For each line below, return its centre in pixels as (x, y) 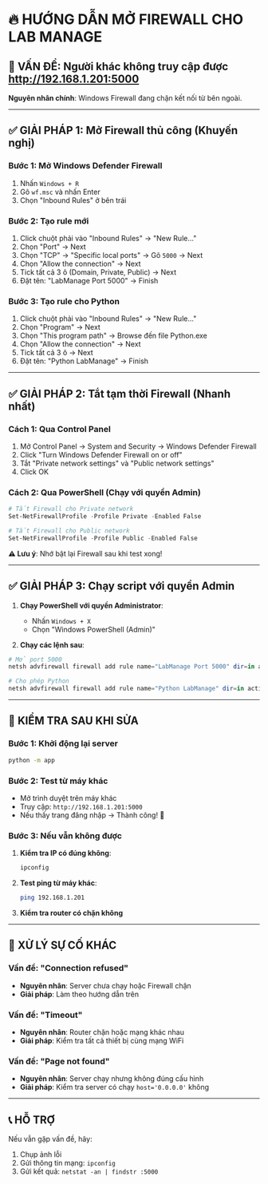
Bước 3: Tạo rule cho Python (64, 301)
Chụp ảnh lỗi (41, 1154)
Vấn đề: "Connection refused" (69, 968)
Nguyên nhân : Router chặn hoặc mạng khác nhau (102, 1032)
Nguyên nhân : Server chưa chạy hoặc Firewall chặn (105, 985)
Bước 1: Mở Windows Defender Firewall (85, 166)
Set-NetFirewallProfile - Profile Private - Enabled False (105, 517)
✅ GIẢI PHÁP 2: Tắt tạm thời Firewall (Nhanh (120, 394)
